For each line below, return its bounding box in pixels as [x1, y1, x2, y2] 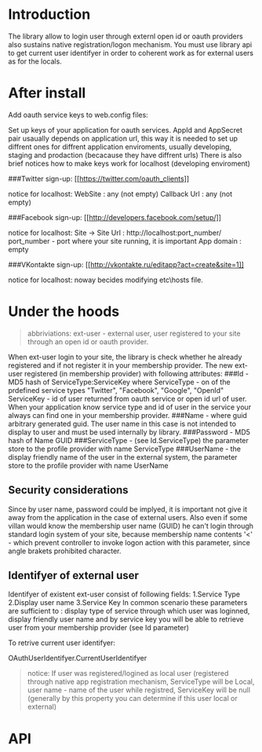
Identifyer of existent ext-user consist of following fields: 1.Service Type [8, 589, 241, 599]
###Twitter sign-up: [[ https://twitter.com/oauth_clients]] [8, 174, 190, 183]
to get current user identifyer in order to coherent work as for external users [8, 48, 254, 57]
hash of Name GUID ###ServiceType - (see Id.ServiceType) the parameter [8, 435, 249, 445]
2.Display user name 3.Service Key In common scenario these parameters [8, 598, 248, 607]
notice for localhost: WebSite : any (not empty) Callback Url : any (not [8, 189, 233, 198]
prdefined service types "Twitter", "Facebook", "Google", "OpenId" [8, 385, 224, 394]
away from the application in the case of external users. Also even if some [8, 512, 248, 522]
